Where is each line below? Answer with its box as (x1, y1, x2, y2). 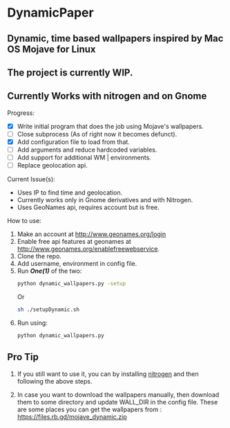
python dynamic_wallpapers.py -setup (17, 280, 126, 287)
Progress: (7, 109, 35, 117)
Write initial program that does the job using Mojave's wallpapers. (17, 122, 204, 130)
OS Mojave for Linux (7, 43, 96, 55)
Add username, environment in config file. (17, 260, 137, 268)
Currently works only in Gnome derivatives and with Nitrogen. (17, 196, 193, 204)
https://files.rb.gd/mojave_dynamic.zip (17, 412, 128, 420)
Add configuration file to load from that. (17, 137, 130, 146)
